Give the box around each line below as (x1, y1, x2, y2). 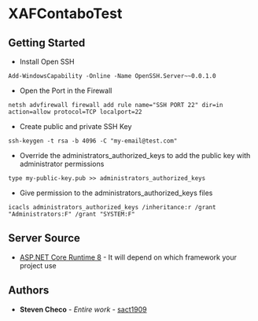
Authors (8, 284, 50, 297)
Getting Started (8, 36, 86, 50)
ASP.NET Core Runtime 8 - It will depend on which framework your (19, 253, 238, 262)
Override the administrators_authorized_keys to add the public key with (19, 151, 251, 160)
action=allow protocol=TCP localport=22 (8, 108, 143, 116)
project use (19, 260, 57, 270)
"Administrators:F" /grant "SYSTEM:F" (8, 210, 135, 218)
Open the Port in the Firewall (19, 86, 112, 95)
